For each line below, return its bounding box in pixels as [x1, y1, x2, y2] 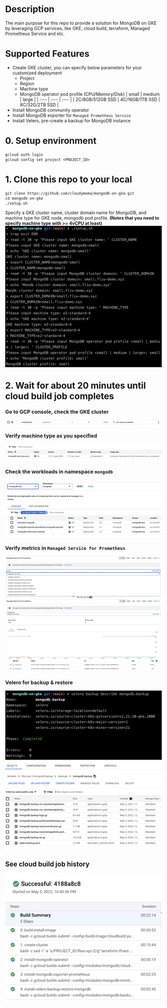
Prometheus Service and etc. [5, 30, 65, 36]
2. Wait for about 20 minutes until [5, 380, 146, 391]
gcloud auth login [5, 152, 43, 157]
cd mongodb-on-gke [5, 196, 43, 201]
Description [5, 3, 55, 15]
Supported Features [5, 48, 89, 59]
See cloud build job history [5, 860, 90, 868]
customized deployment [12, 70, 62, 76]
